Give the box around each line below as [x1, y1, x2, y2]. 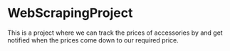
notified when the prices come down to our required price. [7, 35, 179, 44]
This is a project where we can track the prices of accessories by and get [7, 28, 223, 37]
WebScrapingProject [7, 5, 133, 21]
